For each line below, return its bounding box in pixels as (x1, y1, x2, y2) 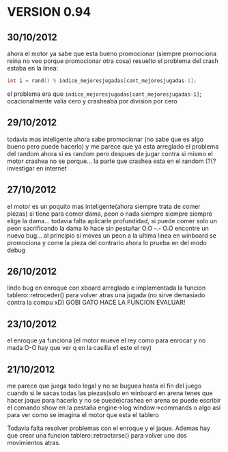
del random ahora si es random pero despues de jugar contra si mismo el (7, 149, 213, 158)
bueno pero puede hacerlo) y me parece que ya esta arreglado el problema (7, 142, 219, 151)
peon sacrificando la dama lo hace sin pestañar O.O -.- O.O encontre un (7, 224, 210, 232)
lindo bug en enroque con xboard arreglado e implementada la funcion (7, 284, 206, 292)
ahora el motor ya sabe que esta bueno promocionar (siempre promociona (7, 49, 217, 58)
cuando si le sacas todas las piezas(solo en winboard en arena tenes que (7, 388, 213, 397)
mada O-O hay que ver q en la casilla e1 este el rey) (7, 344, 152, 352)
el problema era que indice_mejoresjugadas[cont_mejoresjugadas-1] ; (7, 90, 202, 98)
